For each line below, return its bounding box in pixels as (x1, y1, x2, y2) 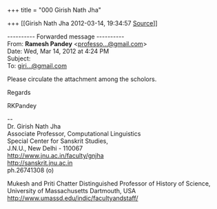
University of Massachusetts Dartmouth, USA (7, 187, 136, 195)
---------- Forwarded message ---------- (7, 32, 125, 41)
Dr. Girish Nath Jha (7, 122, 61, 130)
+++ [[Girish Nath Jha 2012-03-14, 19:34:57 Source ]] (7, 19, 158, 27)
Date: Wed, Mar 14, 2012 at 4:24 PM (7, 47, 110, 55)
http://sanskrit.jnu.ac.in (7, 159, 73, 167)
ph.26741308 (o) (7, 166, 54, 174)
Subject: (7, 54, 31, 63)
